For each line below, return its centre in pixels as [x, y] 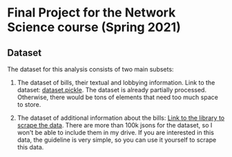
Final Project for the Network [91, 13]
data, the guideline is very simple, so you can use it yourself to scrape [117, 140]
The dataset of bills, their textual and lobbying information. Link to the [116, 83]
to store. [29, 104]
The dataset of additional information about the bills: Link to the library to [121, 118]
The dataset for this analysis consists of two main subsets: [90, 69]
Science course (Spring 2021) [94, 27]
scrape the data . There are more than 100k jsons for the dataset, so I [115, 125]
